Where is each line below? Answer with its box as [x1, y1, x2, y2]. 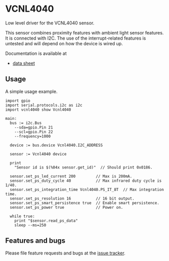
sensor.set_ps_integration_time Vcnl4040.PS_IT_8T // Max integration [10, 187, 164, 192]
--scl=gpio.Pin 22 [14, 129, 53, 135]
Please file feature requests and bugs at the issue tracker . [5, 250, 125, 256]
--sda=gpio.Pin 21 [14, 125, 53, 130]
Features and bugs [5, 237, 66, 245]
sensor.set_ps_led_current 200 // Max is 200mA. [10, 174, 133, 179]
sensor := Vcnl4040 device [10, 151, 67, 156]
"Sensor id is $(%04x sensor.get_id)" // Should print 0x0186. [14, 165, 153, 170]
